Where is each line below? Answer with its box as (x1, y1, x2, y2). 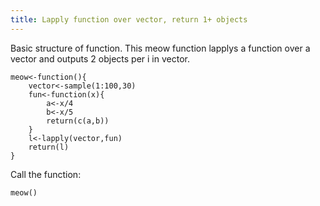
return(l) (28, 142, 70, 152)
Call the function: (10, 168, 82, 180)
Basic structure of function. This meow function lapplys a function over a (10, 42, 311, 54)
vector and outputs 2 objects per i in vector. (10, 52, 190, 65)
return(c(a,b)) (46, 116, 110, 126)
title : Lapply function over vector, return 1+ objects (10, 14, 248, 25)
